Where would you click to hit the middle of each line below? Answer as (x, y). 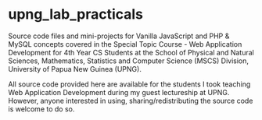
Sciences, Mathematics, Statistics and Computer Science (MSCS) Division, (128, 61)
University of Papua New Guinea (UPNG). (75, 69)
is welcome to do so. (41, 109)
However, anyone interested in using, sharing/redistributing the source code (131, 101)
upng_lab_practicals (75, 14)
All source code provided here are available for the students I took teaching (129, 84)
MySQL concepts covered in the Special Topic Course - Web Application (125, 44)
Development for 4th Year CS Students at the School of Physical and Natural (131, 52)
